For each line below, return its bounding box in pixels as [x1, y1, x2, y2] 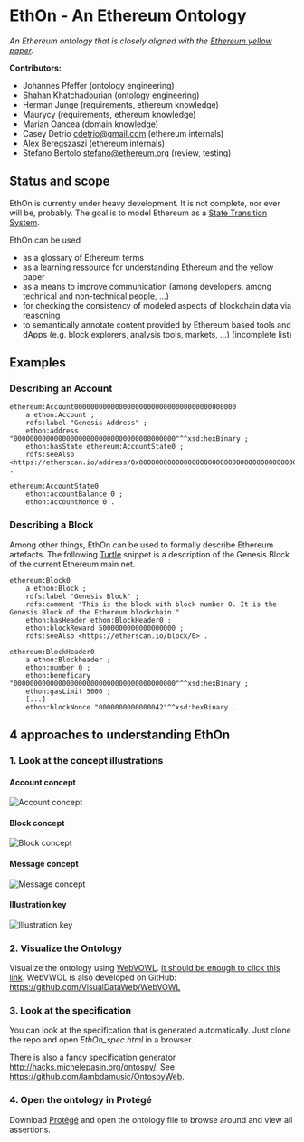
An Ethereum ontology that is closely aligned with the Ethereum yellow [9, 35, 273, 46]
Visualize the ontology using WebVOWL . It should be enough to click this [9, 963, 280, 974]
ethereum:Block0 [9, 576, 71, 585]
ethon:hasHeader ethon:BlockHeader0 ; [25, 615, 172, 624]
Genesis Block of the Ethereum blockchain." [9, 607, 180, 616]
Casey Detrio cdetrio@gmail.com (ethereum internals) [22, 128, 224, 138]
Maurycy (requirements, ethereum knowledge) [22, 109, 196, 119]
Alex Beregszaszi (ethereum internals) [22, 138, 166, 148]
